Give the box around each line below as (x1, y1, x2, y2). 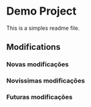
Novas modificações (6, 60, 69, 69)
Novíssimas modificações (6, 77, 86, 85)
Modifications (6, 42, 61, 52)
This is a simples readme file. (6, 24, 80, 32)
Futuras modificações (6, 93, 73, 102)
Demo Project (6, 4, 77, 18)
